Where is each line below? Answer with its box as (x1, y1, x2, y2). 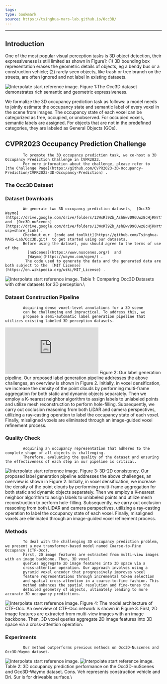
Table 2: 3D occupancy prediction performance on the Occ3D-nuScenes (5, 664, 154, 670)
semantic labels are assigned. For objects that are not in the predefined (5, 120, 151, 126)
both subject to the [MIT (5, 263, 61, 268)
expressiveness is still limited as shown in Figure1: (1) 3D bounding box (5, 58, 150, 64)
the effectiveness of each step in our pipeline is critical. (5, 459, 137, 464)
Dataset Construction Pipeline (5, 294, 80, 301)
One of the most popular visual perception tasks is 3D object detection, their (5, 53, 162, 59)
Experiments (5, 634, 37, 641)
